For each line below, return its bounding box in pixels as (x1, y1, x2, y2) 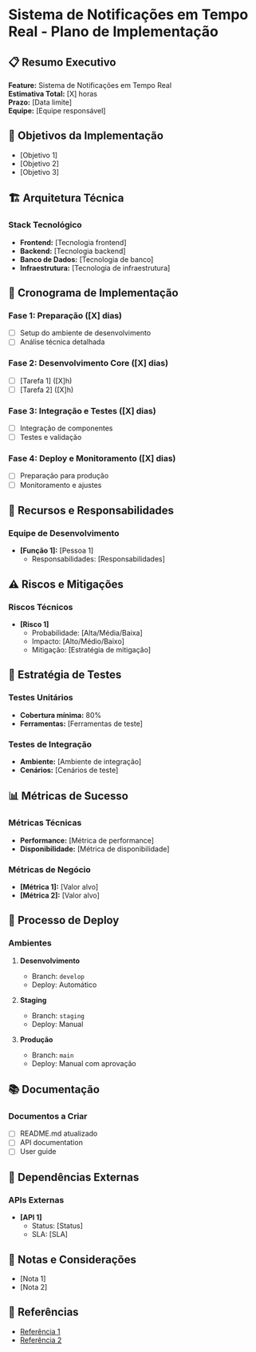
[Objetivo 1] (19, 150, 58, 160)
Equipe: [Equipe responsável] (8, 106, 106, 115)
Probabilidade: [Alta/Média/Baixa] (31, 628, 144, 637)
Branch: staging (31, 1010, 85, 1020)
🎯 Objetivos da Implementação (8, 129, 163, 143)
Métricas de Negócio (8, 864, 92, 875)
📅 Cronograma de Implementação (8, 286, 179, 299)
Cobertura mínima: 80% (19, 710, 102, 720)
